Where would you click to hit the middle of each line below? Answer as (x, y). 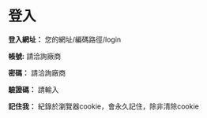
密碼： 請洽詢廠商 (37, 72)
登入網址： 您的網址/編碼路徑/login (65, 39)
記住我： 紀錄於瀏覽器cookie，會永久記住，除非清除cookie (103, 106)
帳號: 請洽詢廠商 (35, 56)
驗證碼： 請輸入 (34, 89)
